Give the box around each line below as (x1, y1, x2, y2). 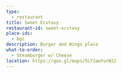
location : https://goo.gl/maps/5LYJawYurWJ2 (6, 58, 117, 64)
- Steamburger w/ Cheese (11, 52, 72, 58)
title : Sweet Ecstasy (6, 19, 59, 25)
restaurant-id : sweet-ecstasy (6, 25, 80, 31)
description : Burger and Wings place (6, 42, 99, 48)
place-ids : (6, 31, 33, 36)
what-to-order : (6, 47, 43, 53)
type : (6, 8, 19, 15)
